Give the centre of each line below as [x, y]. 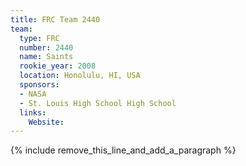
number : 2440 [46, 47]
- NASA [33, 94]
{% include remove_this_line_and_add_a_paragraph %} [123, 150]
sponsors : [39, 85]
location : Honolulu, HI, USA [80, 76]
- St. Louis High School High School [98, 103]
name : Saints [46, 57]
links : [33, 112]
